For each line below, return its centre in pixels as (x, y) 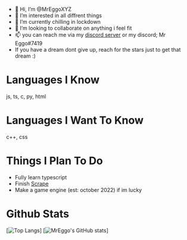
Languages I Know (53, 80)
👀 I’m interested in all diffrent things (58, 15)
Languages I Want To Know (75, 120)
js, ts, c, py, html (26, 96)
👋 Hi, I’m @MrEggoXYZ (43, 9)
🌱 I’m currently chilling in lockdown (58, 22)
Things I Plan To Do (54, 161)
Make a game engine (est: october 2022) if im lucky (78, 190)
